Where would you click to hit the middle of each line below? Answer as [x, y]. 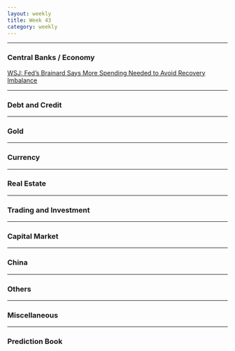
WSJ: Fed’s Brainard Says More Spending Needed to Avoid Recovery [106, 73]
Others [19, 289]
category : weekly [33, 27]
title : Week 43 [29, 20]
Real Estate [27, 184]
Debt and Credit [35, 105]
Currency [24, 158]
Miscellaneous [33, 315]
